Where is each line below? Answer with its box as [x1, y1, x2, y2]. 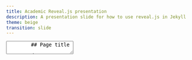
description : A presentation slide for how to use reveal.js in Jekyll [6, 14, 186, 20]
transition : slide [6, 24, 51, 31]
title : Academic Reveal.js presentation [6, 8, 108, 15]
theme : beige [6, 19, 38, 25]
